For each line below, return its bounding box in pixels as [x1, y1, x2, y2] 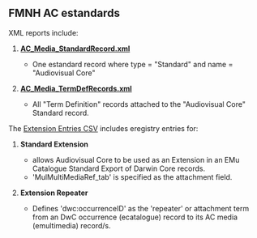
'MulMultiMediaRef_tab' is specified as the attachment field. [32, 172, 233, 181]
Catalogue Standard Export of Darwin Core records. [32, 164, 206, 173]
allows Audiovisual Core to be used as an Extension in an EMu [32, 155, 240, 164]
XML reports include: [8, 28, 79, 37]
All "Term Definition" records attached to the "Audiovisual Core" [32, 99, 246, 108]
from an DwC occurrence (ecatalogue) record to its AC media [32, 212, 238, 222]
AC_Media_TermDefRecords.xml [19, 83, 132, 93]
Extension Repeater [19, 188, 88, 198]
